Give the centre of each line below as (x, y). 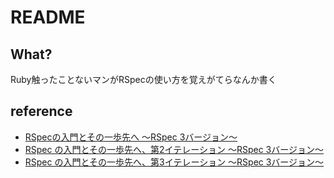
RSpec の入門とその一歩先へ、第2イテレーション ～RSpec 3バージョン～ (174, 149)
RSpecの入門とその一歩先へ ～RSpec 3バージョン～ (131, 137)
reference (41, 111)
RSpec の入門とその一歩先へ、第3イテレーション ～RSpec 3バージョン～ (174, 162)
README (48, 17)
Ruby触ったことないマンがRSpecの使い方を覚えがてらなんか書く (143, 79)
